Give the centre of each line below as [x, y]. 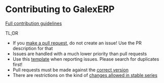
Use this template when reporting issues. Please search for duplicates [86, 59]
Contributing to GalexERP [60, 9]
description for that [33, 48]
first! [18, 64]
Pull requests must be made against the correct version [70, 70]
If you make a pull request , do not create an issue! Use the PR [77, 43]
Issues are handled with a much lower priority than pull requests [80, 54]
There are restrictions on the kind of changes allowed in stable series [85, 75]
